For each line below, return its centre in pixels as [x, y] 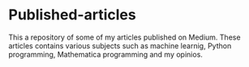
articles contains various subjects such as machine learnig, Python [120, 45]
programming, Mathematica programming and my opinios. [105, 54]
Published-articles [72, 15]
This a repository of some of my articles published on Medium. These [124, 37]
